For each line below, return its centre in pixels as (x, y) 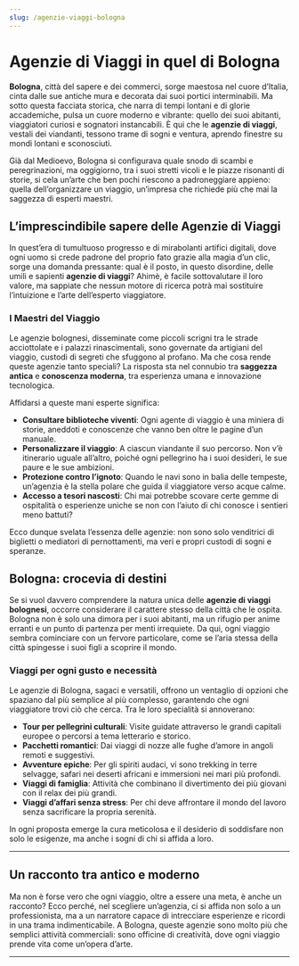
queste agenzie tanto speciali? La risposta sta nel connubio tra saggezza (143, 366)
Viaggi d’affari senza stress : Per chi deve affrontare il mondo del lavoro (154, 802)
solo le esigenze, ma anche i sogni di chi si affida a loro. (112, 838)
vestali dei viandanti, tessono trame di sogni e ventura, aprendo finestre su (146, 134)
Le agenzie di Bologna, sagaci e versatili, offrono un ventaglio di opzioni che (149, 690)
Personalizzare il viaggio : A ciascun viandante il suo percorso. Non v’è (152, 448)
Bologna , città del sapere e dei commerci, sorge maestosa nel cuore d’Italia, (149, 87)
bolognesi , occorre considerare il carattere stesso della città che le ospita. (146, 610)
